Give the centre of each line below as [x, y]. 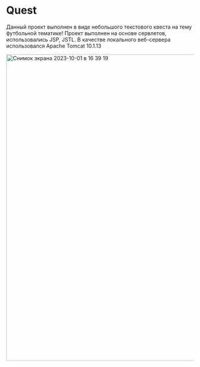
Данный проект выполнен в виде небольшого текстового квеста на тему [99, 27]
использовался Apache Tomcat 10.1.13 [54, 46]
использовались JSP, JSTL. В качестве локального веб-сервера [88, 39]
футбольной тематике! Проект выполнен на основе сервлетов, [86, 33]
